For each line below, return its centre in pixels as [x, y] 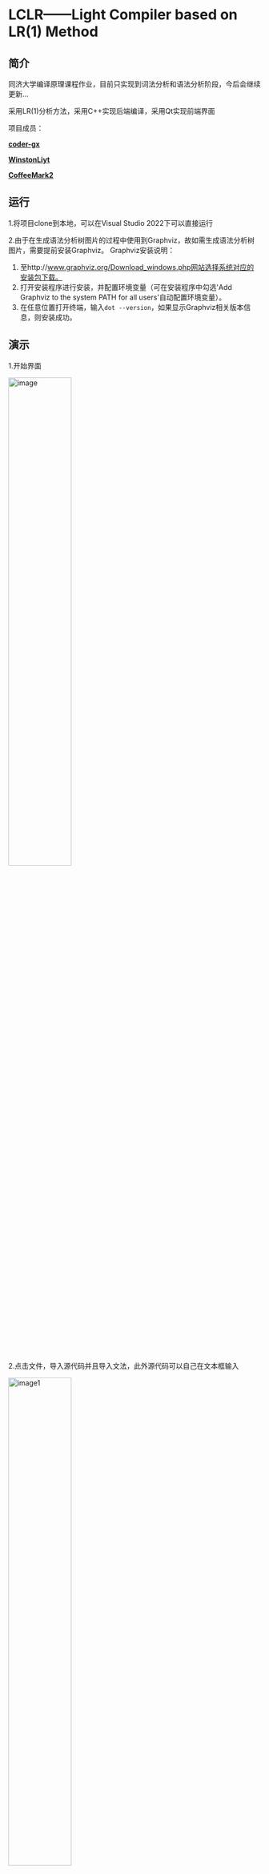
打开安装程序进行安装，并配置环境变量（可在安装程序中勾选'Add [126, 287]
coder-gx [24, 144]
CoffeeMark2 [31, 175]
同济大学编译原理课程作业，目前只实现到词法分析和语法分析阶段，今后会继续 [134, 84]
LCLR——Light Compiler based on [123, 15]
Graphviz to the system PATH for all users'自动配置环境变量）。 [123, 297]
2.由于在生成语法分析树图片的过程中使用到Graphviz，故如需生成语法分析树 [131, 240]
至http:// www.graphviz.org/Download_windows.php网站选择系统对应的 [137, 267]
